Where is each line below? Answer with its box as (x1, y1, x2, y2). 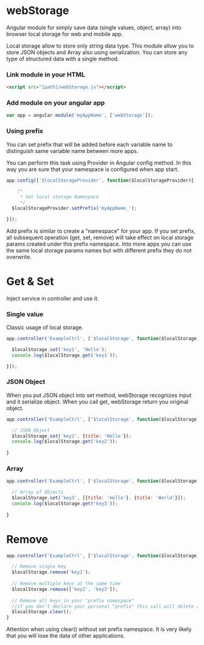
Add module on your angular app (6, 99, 105, 107)
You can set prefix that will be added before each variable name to (6, 141, 173, 148)
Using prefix (6, 127, 44, 135)
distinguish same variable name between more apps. (6, 147, 138, 154)
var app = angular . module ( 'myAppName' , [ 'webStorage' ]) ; (6, 112, 154, 119)
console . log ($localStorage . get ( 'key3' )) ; (12, 501, 118, 507)
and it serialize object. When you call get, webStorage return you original (6, 397, 189, 405)
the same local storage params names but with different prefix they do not (6, 246, 192, 254)
